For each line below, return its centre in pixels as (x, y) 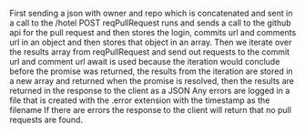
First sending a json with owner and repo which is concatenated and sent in (151, 13)
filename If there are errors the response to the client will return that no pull (150, 110)
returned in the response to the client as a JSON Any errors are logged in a (150, 91)
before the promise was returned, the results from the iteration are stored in (151, 71)
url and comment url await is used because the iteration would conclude (145, 62)
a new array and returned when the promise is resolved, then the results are (152, 81)
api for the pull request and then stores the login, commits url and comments (153, 32)
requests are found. (46, 119)
